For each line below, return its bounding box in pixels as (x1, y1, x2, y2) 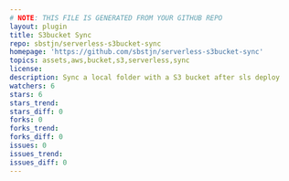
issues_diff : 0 (9, 157, 68, 167)
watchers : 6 (9, 81, 55, 90)
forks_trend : (9, 124, 59, 133)
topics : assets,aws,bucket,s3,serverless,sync (9, 56, 190, 65)
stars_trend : (9, 98, 59, 108)
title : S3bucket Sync (9, 30, 92, 39)
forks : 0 (9, 115, 43, 124)
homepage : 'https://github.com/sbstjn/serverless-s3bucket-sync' (9, 48, 263, 57)
